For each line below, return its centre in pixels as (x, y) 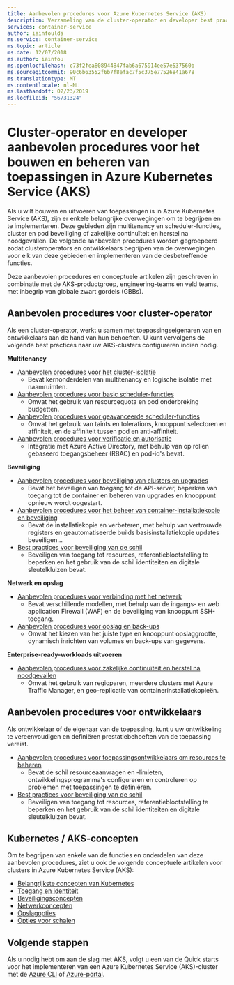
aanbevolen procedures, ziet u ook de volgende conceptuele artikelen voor (115, 863)
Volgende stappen (48, 942)
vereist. (18, 744)
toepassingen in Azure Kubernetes (110, 177)
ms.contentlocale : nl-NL (43, 85)
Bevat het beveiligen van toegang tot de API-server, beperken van (122, 488)
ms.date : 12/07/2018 (37, 53)
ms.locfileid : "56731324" (45, 98)
